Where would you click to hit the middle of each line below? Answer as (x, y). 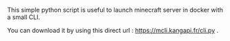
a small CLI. (23, 17)
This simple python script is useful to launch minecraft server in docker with (115, 10)
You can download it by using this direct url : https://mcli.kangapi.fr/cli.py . (113, 30)
